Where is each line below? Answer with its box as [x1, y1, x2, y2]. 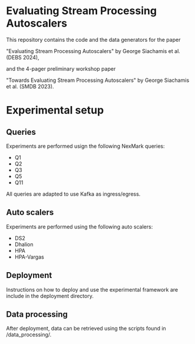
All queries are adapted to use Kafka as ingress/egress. [6, 190, 141, 197]
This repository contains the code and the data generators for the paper [6, 36, 181, 43]
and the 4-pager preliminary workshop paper [6, 65, 116, 72]
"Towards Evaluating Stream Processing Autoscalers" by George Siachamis [6, 77, 190, 84]
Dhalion [14, 240, 34, 248]
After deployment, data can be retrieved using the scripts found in [6, 325, 166, 332]
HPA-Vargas [14, 253, 44, 260]
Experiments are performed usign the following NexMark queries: [6, 143, 165, 150]
